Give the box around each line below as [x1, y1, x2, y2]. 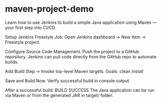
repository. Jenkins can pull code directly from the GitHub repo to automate [5, 53, 157, 59]
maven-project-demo [5, 3, 94, 15]
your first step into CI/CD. [5, 24, 56, 30]
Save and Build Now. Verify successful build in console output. [5, 78, 130, 84]
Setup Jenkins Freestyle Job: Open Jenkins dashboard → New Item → [5, 34, 146, 40]
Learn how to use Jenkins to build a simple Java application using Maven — [5, 19, 157, 25]
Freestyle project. [5, 39, 40, 45]
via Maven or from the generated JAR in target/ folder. [5, 92, 113, 98]
